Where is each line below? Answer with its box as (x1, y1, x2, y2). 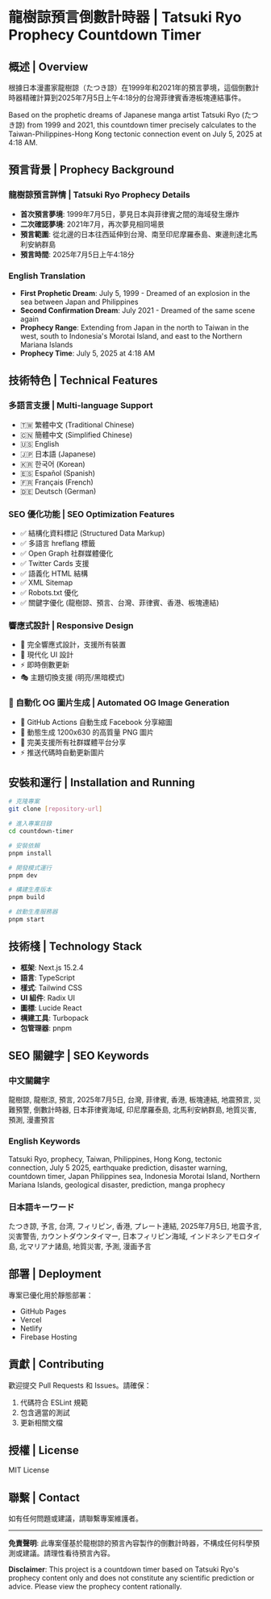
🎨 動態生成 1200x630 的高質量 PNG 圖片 (19, 727, 155, 737)
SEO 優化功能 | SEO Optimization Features (8, 508, 175, 519)
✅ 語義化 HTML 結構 (19, 568, 89, 578)
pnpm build (8, 893, 45, 902)
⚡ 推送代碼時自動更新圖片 (19, 747, 105, 757)
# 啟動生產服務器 (8, 908, 58, 916)
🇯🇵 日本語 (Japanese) (19, 449, 97, 459)
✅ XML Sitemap (19, 577, 73, 587)
